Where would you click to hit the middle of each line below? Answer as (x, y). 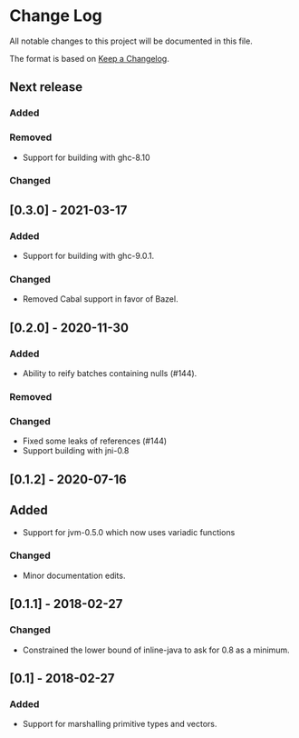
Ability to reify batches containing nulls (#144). (110, 374)
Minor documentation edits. (74, 575)
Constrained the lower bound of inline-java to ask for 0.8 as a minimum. (156, 650)
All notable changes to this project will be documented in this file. (131, 41)
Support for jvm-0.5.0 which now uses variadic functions (129, 532)
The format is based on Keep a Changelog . (89, 58)
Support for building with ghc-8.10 (87, 157)
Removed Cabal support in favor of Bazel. (100, 299)
